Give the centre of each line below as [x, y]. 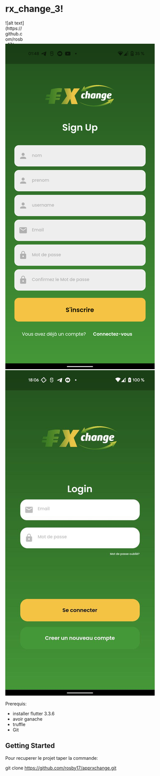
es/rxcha [14, 71]
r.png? [12, 82]
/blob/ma [15, 55]
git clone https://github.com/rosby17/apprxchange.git [61, 768]
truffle [19, 724]
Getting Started [30, 746]
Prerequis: [16, 704]
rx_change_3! [34, 9]
